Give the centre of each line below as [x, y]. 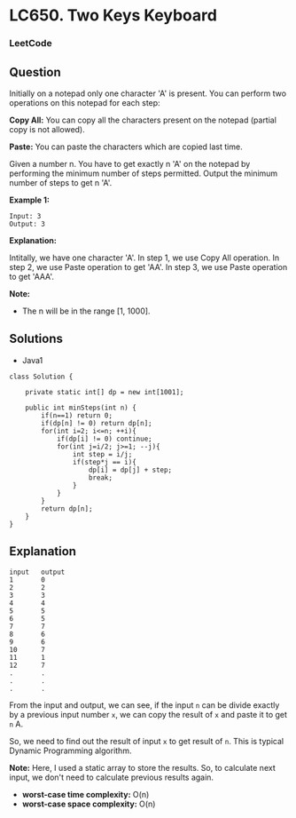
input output [37, 572]
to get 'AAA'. [32, 276]
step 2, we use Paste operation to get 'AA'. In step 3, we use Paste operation [148, 266]
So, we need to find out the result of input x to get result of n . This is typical [147, 741]
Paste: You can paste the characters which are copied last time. [126, 147]
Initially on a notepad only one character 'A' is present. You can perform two [148, 93]
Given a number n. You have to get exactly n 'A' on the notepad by [130, 163]
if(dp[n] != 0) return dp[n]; [97, 423]
